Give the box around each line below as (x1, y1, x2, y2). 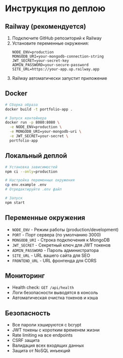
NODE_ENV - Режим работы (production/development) (12, 227, 119, 233)
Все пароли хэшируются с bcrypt (12, 322, 82, 328)
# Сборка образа (5, 102, 38, 107)
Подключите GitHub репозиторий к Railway (12, 35, 102, 41)
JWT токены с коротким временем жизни (12, 327, 100, 333)
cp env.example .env (5, 182, 47, 187)
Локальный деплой (5, 152, 67, 160)
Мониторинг (5, 271, 45, 280)
